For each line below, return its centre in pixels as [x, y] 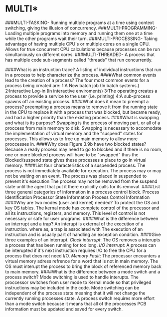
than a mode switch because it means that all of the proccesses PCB [76, 303]
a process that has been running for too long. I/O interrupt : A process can [81, 245]
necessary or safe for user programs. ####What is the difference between [82, 218]
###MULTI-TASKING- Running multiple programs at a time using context [80, 23]
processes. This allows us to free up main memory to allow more [72, 139]
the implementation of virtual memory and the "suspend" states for [74, 133]
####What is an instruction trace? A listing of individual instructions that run [83, 69]
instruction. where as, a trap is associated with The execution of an [74, 229]
